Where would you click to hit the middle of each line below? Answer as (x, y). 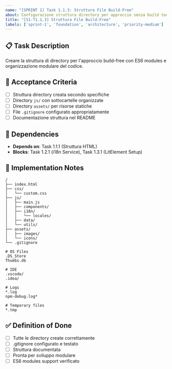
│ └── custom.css (26, 193)
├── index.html (21, 184)
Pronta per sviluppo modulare (44, 355)
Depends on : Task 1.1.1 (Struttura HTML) (55, 146)
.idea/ (12, 278)
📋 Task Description (37, 46)
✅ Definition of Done (39, 326)
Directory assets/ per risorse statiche (52, 106)
